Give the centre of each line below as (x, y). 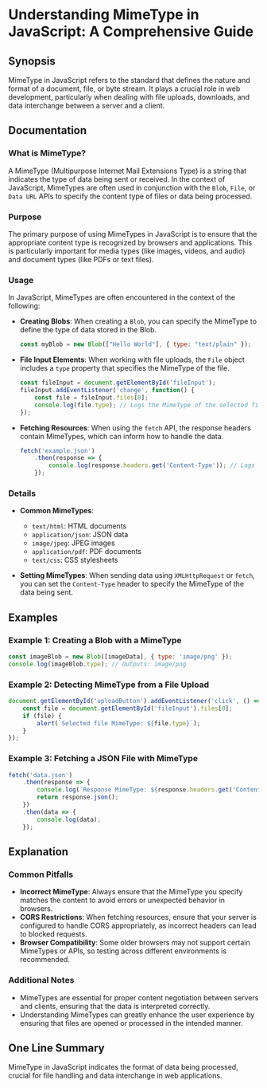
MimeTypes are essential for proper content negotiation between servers (139, 997)
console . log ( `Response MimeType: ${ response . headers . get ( (135, 790)
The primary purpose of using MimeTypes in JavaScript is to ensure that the (133, 234)
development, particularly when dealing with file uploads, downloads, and (129, 97)
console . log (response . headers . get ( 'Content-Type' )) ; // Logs (152, 465)
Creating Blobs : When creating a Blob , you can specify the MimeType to (138, 321)
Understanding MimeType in (104, 15)
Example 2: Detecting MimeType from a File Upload (108, 685)
